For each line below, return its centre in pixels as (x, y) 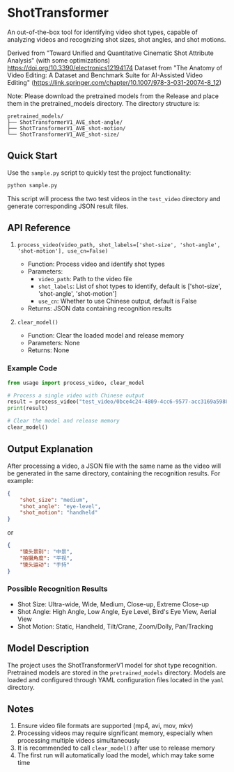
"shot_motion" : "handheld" (59, 513)
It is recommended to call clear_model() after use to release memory (116, 748)
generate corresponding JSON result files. (68, 206)
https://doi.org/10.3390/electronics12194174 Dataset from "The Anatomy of (115, 68)
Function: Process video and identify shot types (96, 264)
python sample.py (32, 185)
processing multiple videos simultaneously (79, 741)
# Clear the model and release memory (63, 421)
